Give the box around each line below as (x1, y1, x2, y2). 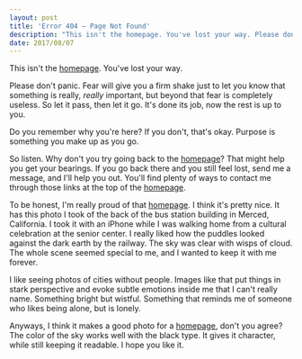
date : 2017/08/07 (9, 38, 75, 48)
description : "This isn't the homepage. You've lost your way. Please (9, 30, 280, 39)
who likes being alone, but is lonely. (9, 303, 141, 314)
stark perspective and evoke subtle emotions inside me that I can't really (9, 284, 279, 295)
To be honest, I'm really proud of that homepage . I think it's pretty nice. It (9, 200, 280, 211)
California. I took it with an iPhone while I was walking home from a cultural (9, 219, 288, 229)
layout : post (9, 13, 58, 22)
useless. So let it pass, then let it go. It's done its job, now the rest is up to (9, 100, 282, 111)
